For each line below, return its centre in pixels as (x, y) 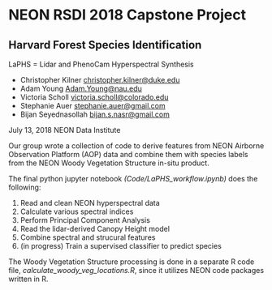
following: (25, 187)
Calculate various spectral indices (77, 211)
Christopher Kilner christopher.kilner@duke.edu (100, 80)
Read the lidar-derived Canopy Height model (95, 229)
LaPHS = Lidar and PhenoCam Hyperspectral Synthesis (101, 64)
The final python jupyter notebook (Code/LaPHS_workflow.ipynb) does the (133, 179)
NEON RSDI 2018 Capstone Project (127, 15)
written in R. (28, 279)
